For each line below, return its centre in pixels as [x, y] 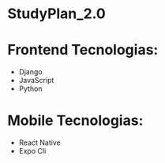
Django [30, 72]
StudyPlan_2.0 [56, 14]
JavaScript [36, 81]
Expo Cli [32, 151]
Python [30, 89]
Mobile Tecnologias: [75, 121]
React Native [39, 142]
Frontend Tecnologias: [83, 50]
